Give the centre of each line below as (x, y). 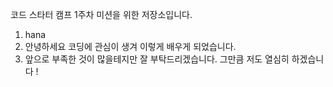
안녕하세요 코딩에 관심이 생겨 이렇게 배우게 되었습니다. (130, 46)
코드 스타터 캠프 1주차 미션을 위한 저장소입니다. (101, 14)
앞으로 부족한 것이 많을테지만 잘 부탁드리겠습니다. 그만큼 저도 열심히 (157, 59)
